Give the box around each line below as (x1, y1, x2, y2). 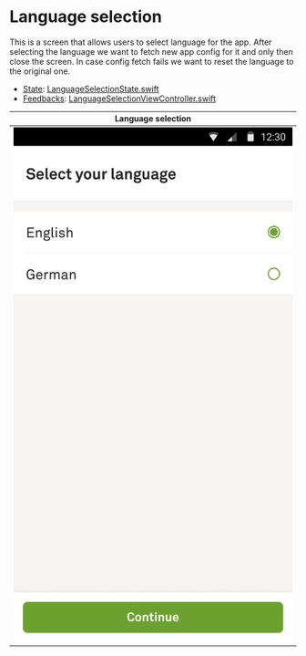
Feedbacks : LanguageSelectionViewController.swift (22, 93, 217, 104)
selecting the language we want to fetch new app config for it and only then (9, 46, 293, 57)
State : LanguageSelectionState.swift (22, 83, 159, 94)
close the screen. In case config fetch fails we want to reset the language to (9, 56, 294, 67)
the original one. (9, 66, 71, 77)
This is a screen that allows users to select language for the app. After (9, 36, 272, 47)
